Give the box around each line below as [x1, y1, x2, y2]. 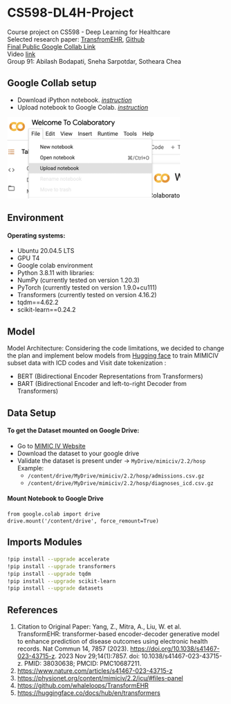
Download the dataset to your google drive [17, 449, 140, 457]
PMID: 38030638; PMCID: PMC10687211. [24, 660, 142, 668]
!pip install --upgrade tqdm [7, 570, 91, 577]
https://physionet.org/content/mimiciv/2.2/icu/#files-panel [17, 674, 183, 683]
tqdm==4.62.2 [17, 298, 59, 306]
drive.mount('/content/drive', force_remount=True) [7, 518, 159, 525]
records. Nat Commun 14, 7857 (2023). [17, 644, 129, 653]
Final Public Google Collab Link [7, 42, 95, 51]
